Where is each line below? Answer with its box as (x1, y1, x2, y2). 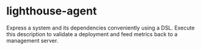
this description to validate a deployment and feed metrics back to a (6, 30, 178, 37)
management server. (6, 37, 59, 44)
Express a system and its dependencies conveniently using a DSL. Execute (6, 24, 195, 31)
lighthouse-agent (6, 4, 97, 18)
